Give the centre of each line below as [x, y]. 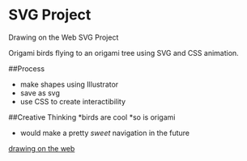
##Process [27, 68]
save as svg [40, 93]
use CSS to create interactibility [73, 101]
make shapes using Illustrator [69, 84]
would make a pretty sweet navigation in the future [105, 133]
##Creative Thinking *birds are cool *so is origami [92, 117]
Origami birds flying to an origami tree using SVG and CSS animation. [123, 53]
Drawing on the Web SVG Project [64, 37]
